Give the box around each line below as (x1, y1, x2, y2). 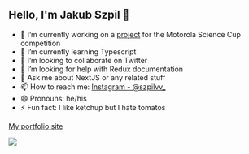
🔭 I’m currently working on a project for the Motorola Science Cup (20, 29, 242, 39)
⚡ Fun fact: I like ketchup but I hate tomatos (20, 102, 166, 112)
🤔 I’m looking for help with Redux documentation (20, 64, 184, 74)
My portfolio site (8, 121, 63, 130)
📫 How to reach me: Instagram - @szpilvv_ (20, 82, 166, 92)
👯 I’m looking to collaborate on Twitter (20, 55, 148, 65)
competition (20, 38, 61, 48)
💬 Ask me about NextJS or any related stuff (20, 72, 166, 82)
